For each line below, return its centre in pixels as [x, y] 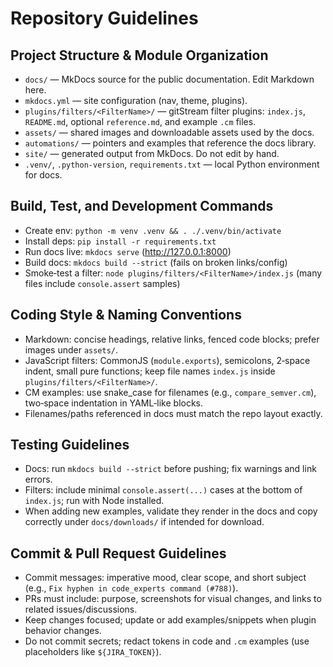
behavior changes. [63, 631]
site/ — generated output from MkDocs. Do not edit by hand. [152, 153]
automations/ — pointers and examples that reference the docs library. [170, 143]
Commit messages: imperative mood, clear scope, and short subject [165, 578]
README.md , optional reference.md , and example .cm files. [140, 121]
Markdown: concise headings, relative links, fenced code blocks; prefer [172, 339]
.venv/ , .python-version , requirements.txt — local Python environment [172, 164]
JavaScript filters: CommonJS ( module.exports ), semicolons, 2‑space [167, 360]
